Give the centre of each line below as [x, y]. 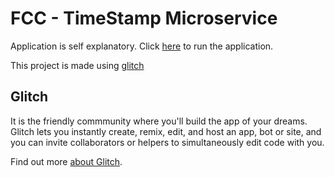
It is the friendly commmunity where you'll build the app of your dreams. [159, 121]
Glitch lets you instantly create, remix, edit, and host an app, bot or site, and [166, 131]
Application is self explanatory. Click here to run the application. [142, 46]
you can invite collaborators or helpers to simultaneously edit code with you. [167, 142]
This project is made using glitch [77, 65]
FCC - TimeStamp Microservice [144, 18]
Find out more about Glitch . [66, 161]
